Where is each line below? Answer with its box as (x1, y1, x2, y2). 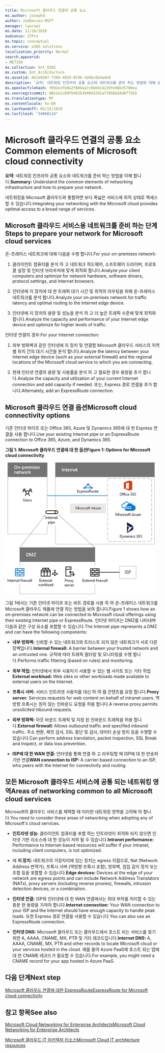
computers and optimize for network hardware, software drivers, (12, 273, 143, 279)
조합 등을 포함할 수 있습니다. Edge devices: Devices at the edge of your (12, 869, 153, 875)
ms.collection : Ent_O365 (5, 65, 56, 70)
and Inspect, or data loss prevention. (12, 740, 87, 746)
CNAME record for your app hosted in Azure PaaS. (12, 958, 115, 964)
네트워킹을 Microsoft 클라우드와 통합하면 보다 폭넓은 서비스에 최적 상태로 (5, 194, 145, 201)
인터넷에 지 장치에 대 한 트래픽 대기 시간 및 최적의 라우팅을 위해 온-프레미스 (12, 288, 156, 294)
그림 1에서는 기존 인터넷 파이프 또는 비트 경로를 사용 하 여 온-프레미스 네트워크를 (5, 600, 158, 605)
